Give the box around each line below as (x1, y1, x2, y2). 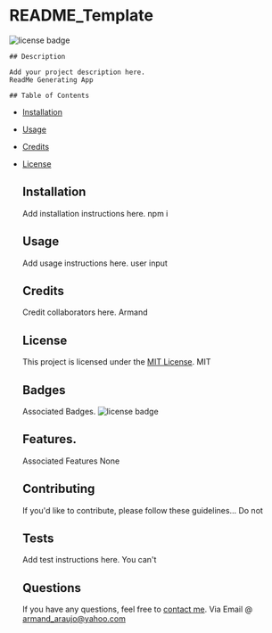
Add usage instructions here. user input (21, 258, 168, 268)
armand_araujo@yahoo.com (21, 613, 127, 624)
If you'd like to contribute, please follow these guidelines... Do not (21, 505, 263, 515)
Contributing (21, 481, 95, 497)
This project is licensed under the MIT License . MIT (21, 357, 211, 367)
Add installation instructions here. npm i (21, 208, 169, 218)
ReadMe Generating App (9, 75, 94, 85)
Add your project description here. (9, 68, 145, 77)
